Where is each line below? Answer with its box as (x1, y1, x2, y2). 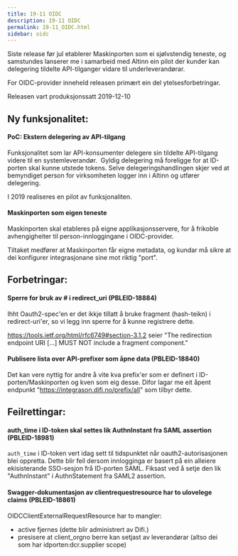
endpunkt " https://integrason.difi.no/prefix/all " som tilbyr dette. (7, 385, 193, 394)
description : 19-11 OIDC (7, 17, 81, 24)
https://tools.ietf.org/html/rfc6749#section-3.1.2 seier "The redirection (7, 331, 212, 339)
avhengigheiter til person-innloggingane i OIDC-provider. (7, 232, 174, 241)
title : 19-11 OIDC (7, 10, 62, 18)
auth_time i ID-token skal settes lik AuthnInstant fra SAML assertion (7, 425, 212, 434)
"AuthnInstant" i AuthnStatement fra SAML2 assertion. (7, 471, 166, 480)
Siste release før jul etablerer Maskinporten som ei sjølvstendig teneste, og (7, 50, 227, 58)
